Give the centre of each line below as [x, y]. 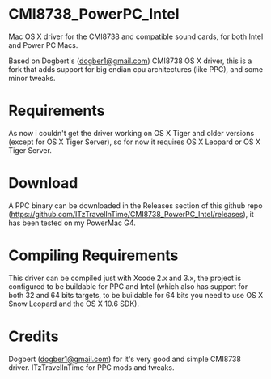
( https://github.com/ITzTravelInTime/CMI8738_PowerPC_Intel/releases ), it [131, 214]
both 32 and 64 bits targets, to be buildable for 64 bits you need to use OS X [136, 295]
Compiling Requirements [93, 255]
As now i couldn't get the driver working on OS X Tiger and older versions [131, 133]
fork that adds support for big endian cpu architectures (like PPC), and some [136, 69]
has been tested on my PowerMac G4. [72, 223]
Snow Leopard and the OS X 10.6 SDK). [74, 304]
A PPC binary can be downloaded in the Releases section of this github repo [135, 205]
